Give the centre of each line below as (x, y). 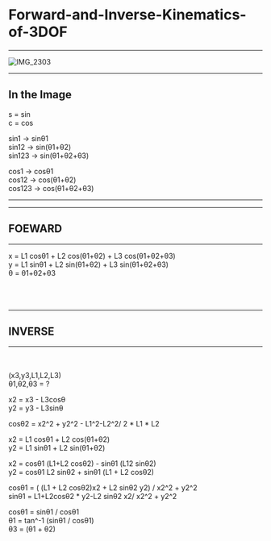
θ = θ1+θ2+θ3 (32, 273)
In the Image (40, 95)
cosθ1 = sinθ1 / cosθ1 (44, 512)
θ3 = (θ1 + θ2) (32, 529)
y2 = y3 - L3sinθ (36, 408)
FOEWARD (35, 229)
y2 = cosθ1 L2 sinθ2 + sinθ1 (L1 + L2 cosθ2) (81, 472)
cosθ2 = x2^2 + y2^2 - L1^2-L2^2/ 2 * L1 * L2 (84, 424)
